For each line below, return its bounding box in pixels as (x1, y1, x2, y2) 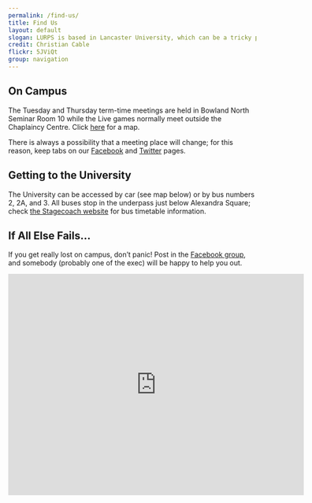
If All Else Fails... (8, 229, 91, 242)
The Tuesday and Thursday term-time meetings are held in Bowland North (8, 105, 250, 115)
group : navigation (8, 56, 69, 64)
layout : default (8, 26, 61, 34)
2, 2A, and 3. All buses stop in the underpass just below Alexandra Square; (8, 198, 251, 207)
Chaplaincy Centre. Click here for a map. (8, 122, 140, 131)
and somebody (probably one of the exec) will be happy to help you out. (8, 258, 243, 268)
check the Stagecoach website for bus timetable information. (8, 206, 206, 216)
